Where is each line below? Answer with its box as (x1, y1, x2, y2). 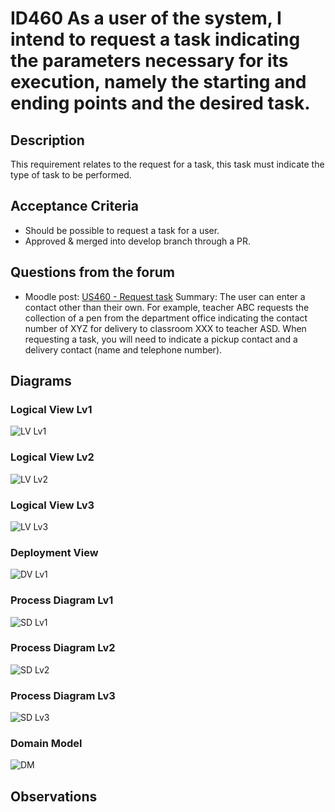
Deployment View (10, 545, 99, 559)
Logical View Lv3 (10, 498, 95, 512)
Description (10, 132, 85, 149)
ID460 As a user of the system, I (10, 7, 282, 30)
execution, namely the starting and (10, 71, 307, 94)
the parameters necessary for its (10, 50, 289, 72)
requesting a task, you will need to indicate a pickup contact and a (24, 333, 298, 345)
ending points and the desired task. (10, 92, 311, 115)
